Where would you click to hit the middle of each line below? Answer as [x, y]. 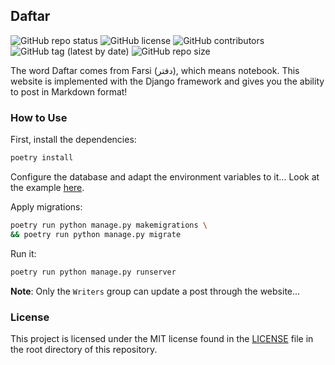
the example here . [47, 187]
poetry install [42, 158]
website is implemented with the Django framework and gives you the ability [167, 81]
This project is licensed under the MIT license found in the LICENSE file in [162, 338]
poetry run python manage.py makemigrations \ [109, 225]
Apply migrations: [46, 206]
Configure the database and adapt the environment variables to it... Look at [165, 176]
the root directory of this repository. [84, 349]
